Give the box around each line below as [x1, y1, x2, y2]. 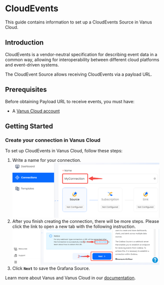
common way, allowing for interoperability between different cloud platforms [5, 57, 160, 63]
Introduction [5, 39, 44, 47]
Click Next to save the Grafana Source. [12, 265, 90, 271]
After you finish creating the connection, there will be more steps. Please [12, 218, 159, 224]
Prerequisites [5, 86, 47, 94]
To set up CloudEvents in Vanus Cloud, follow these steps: [5, 148, 123, 154]
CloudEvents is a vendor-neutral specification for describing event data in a [5, 51, 158, 57]
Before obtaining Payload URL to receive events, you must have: [5, 98, 135, 104]
